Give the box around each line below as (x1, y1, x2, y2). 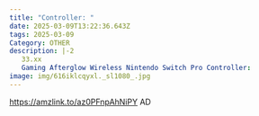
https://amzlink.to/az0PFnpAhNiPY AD (9, 96, 151, 107)
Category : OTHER (9, 38, 70, 48)
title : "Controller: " (9, 13, 94, 22)
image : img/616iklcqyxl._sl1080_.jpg (9, 72, 151, 81)
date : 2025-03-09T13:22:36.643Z (9, 22, 130, 31)
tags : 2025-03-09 (9, 30, 75, 39)
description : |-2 (9, 47, 75, 56)
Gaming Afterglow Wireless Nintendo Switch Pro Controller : (21, 64, 252, 73)
